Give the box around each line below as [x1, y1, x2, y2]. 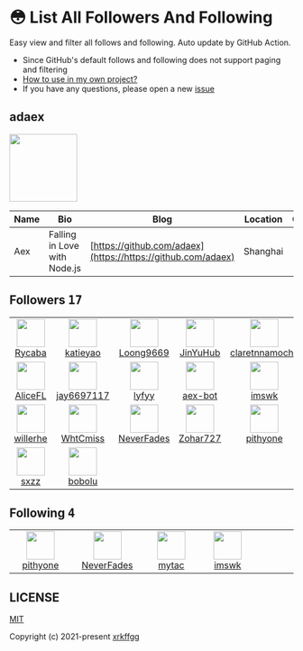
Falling [48, 228, 77, 241]
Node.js [48, 261, 82, 274]
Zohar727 [179, 432, 222, 445]
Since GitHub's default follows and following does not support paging [22, 54, 281, 65]
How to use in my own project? [22, 73, 138, 84]
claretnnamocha [229, 346, 299, 359]
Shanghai [243, 244, 284, 257]
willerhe [14, 432, 48, 445]
